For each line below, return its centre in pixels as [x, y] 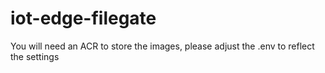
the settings [35, 56]
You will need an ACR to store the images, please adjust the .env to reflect [162, 46]
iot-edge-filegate [83, 18]
